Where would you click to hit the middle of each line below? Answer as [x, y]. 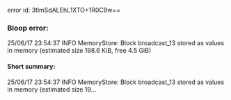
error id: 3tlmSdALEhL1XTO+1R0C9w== [64, 10]
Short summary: [31, 66]
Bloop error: [28, 28]
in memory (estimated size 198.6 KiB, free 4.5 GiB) [79, 51]
